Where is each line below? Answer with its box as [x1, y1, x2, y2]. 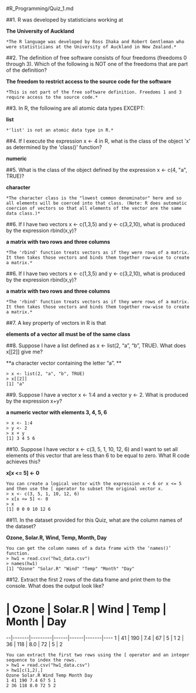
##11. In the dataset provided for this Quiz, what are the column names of [6, 517, 183, 524]
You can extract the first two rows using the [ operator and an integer [6, 652, 190, 658]
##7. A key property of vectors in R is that [6, 320, 106, 326]
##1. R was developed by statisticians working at [6, 16, 123, 23]
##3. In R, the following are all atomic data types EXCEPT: [6, 105, 145, 112]
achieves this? [6, 458, 41, 465]
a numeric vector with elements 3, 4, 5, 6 [6, 409, 107, 415]
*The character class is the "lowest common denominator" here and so [6, 195, 182, 201]
